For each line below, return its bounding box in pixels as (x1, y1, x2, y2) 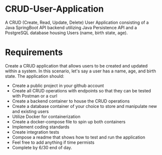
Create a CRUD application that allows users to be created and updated (5, 63, 148, 69)
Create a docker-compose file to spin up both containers (12, 119, 126, 124)
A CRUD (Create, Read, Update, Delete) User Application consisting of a (5, 19, 149, 25)
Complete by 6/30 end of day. (12, 144, 72, 150)
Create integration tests (12, 129, 60, 135)
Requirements (5, 47, 63, 58)
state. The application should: (5, 73, 65, 79)
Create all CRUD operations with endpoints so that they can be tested (12, 87, 151, 93)
